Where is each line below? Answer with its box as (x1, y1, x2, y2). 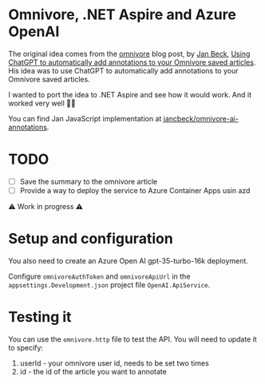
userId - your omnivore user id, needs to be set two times (19, 358, 209, 368)
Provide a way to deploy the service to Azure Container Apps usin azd (19, 185, 251, 195)
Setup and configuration (8, 230, 173, 248)
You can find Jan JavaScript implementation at (8, 113, 162, 123)
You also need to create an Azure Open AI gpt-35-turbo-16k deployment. (8, 255, 249, 265)
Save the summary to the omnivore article (19, 176, 158, 186)
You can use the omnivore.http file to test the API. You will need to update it (8, 334, 257, 344)
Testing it (8, 308, 72, 327)
